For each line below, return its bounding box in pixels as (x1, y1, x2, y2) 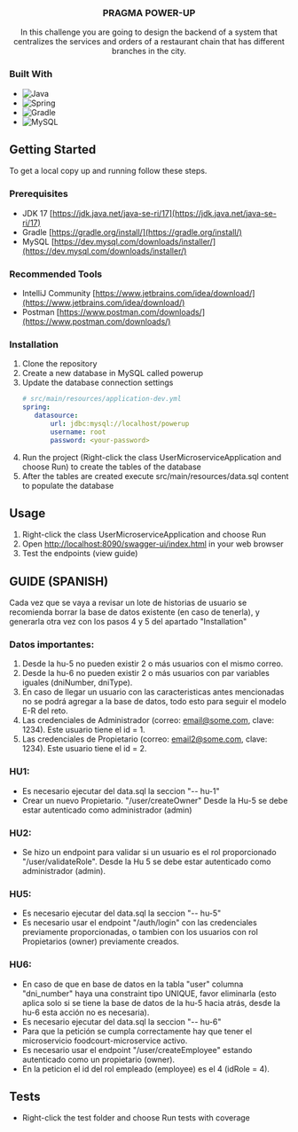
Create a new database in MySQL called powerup (21, 368, 204, 379)
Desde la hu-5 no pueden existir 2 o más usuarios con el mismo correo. (21, 658, 284, 669)
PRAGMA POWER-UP (102, 6, 196, 19)
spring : (21, 403, 51, 412)
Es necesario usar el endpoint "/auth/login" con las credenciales (21, 917, 257, 928)
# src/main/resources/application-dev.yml (21, 395, 182, 404)
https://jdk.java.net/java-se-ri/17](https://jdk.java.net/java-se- (51, 208, 277, 218)
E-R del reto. (21, 705, 68, 716)
